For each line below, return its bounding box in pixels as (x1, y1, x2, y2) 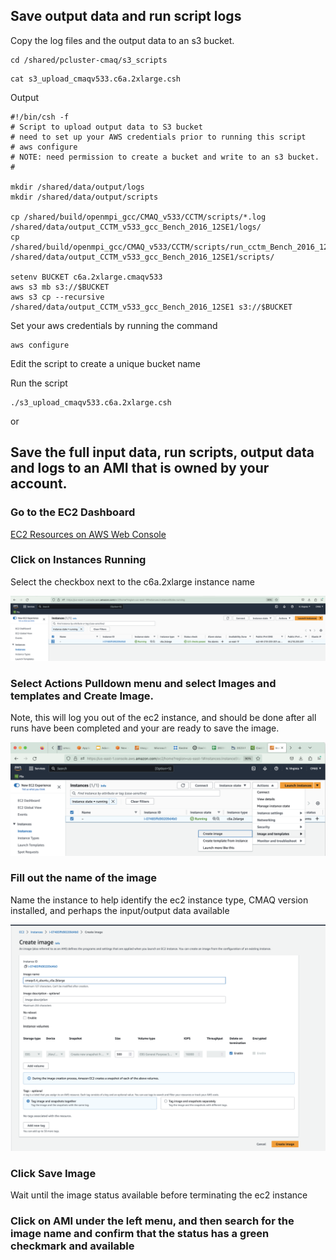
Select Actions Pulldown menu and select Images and (10, 677, 277, 691)
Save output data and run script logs (10, 8, 242, 25)
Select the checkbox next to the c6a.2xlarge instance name (10, 575, 256, 588)
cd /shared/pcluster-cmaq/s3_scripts (10, 55, 168, 65)
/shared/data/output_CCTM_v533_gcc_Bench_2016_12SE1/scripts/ (10, 252, 275, 262)
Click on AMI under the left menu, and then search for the (10, 1214, 295, 1228)
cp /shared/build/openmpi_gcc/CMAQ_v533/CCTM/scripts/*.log (10, 212, 267, 222)
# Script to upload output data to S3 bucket (10, 122, 203, 132)
